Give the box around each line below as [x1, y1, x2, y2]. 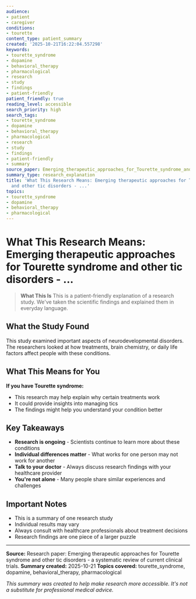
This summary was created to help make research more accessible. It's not [6, 580, 188, 587]
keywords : [6, 47, 30, 53]
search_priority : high [6, 107, 61, 113]
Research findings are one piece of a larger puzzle [14, 533, 136, 540]
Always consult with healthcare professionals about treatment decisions [14, 527, 188, 534]
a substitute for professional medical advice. [6, 587, 114, 594]
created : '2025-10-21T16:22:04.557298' [6, 42, 103, 47]
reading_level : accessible [6, 101, 72, 107]
